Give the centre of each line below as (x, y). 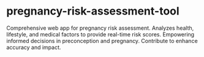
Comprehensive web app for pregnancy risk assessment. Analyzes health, (100, 28)
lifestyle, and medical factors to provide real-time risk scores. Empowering (100, 34)
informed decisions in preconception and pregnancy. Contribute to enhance (102, 41)
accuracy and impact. (34, 47)
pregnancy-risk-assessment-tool (93, 11)
